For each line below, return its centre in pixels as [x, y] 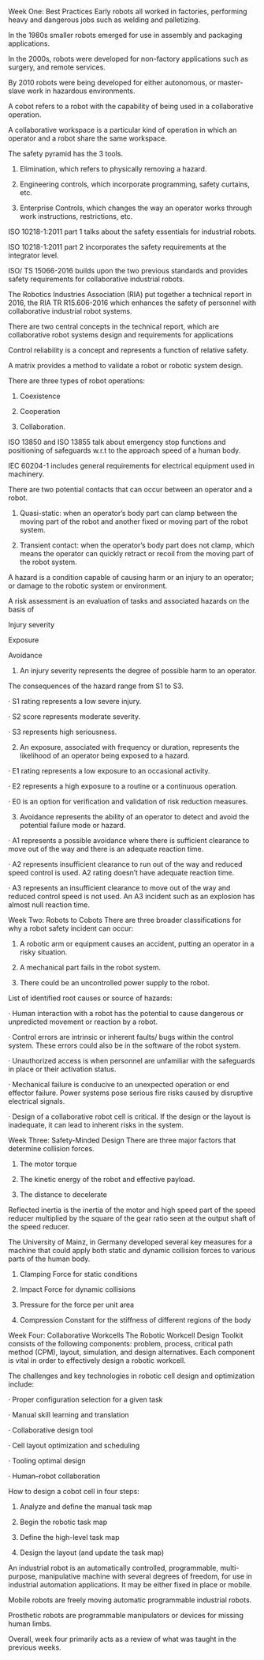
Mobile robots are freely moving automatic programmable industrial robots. [130, 1600]
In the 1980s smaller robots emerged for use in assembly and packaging [125, 35]
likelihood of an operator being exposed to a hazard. [104, 755]
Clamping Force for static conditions [78, 1274]
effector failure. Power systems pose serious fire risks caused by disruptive [131, 1093]
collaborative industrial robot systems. [70, 311]
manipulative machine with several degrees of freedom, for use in [145, 1576]
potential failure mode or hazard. [73, 825]
